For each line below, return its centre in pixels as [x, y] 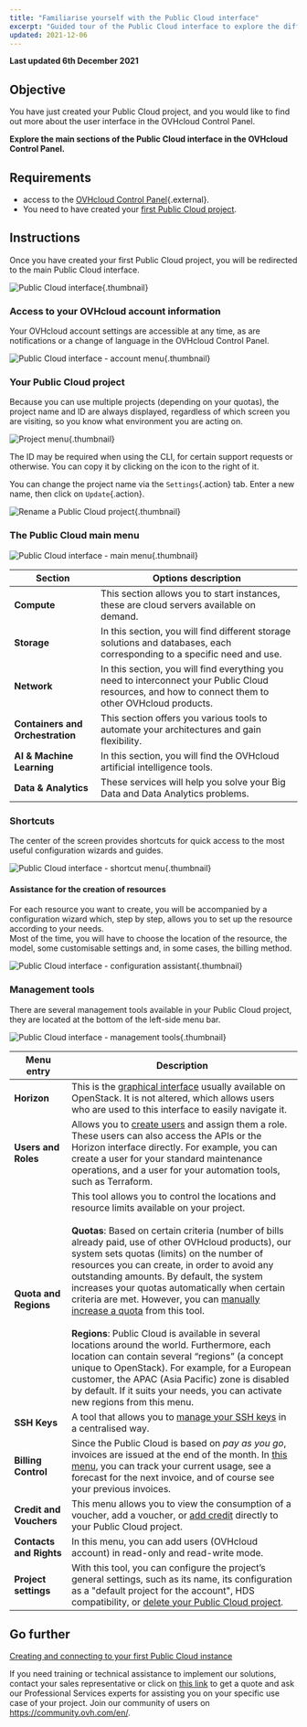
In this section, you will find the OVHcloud [190, 755]
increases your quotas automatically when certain [179, 1287]
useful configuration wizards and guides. [86, 850]
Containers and [48, 723]
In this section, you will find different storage [196, 631]
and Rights [38, 1552]
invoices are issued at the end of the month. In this [180, 1455]
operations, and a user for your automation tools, [176, 1169]
